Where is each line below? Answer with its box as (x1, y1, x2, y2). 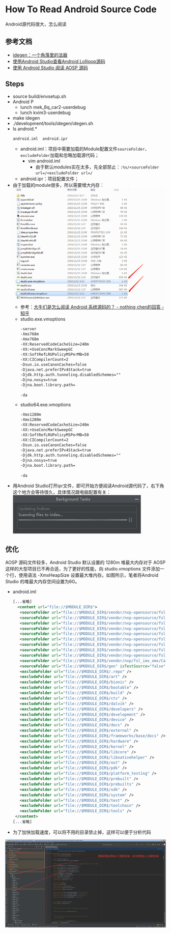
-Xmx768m (20, 337, 39, 342)
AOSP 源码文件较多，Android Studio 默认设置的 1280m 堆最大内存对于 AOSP (5, 559, 166, 566)
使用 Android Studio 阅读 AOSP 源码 (12, 65, 88, 71)
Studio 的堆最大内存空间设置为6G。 (5, 579, 80, 585)
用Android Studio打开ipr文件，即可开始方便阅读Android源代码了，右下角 (12, 483, 164, 489)
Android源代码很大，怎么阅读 (5, 21, 67, 27)
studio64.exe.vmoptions (20, 402, 71, 408)
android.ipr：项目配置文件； (20, 176, 79, 182)
